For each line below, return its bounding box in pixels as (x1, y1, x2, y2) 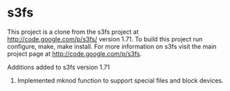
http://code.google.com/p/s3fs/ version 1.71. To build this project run (7, 34, 203, 43)
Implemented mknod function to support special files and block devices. (17, 76, 224, 84)
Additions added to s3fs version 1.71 (7, 63, 110, 71)
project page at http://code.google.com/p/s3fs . (7, 50, 142, 58)
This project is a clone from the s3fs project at (7, 28, 139, 36)
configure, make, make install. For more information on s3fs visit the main (7, 42, 217, 50)
